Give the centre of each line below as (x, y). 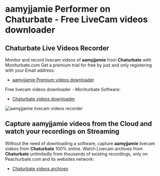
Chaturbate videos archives (40, 169)
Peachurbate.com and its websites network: (50, 159)
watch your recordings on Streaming (62, 132)
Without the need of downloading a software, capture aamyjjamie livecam (80, 143)
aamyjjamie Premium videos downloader (53, 80)
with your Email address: (30, 70)
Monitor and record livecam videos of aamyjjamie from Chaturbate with (78, 60)
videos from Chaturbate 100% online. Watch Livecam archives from (74, 148)
